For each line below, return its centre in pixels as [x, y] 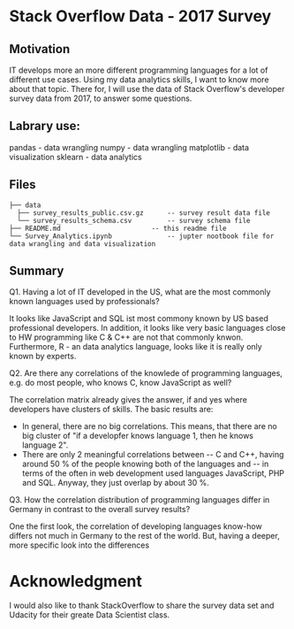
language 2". [45, 445]
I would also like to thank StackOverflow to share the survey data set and [142, 606]
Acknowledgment [76, 581]
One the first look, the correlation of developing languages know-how [136, 526]
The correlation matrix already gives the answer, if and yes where [128, 400]
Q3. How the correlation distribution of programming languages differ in [139, 500]
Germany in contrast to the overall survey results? [100, 510]
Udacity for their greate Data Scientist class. [90, 615]
